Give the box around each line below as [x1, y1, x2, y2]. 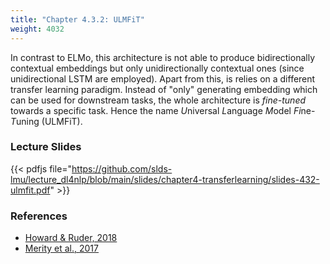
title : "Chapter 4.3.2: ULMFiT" [10, 14, 145, 25]
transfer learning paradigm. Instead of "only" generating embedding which [10, 83, 318, 95]
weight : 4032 [10, 24, 65, 34]
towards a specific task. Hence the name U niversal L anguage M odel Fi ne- [10, 104, 316, 116]
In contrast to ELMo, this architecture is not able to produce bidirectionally [10, 51, 316, 63]
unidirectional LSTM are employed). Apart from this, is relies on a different [10, 72, 316, 85]
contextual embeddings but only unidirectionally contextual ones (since [10, 62, 305, 74]
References [10, 209, 68, 223]
